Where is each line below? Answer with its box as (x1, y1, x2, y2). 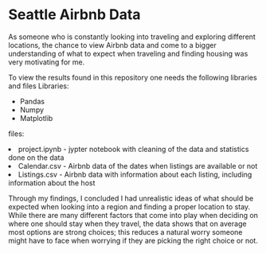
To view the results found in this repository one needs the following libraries (8, 72, 257, 82)
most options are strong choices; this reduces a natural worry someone (8, 227, 243, 236)
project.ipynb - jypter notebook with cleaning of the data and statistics (18, 144, 249, 154)
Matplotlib (19, 113, 53, 123)
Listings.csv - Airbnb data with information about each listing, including (18, 169, 252, 179)
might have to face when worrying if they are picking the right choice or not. (8, 235, 259, 245)
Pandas (19, 96, 45, 106)
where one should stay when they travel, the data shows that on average (8, 219, 247, 228)
